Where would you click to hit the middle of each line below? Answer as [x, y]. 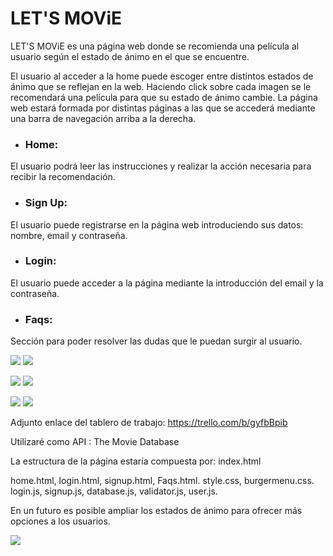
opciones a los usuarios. [60, 521]
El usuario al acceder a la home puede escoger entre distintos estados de [162, 76]
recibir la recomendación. [63, 177]
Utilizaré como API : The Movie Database [95, 442]
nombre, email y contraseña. [69, 235]
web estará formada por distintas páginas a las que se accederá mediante [163, 108]
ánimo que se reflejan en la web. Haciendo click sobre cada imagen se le [161, 86]
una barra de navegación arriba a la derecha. [103, 118]
